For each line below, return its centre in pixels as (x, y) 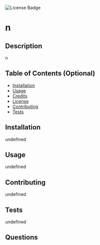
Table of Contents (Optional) (50, 74)
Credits (20, 96)
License (20, 101)
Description (24, 46)
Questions (22, 237)
